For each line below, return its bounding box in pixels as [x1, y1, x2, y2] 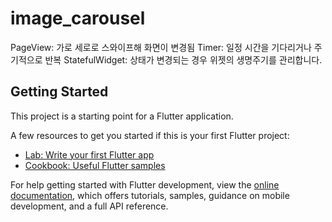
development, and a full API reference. [10, 200, 169, 212]
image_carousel [10, 7, 146, 30]
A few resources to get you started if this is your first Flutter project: [10, 129, 290, 141]
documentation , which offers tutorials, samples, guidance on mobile [10, 189, 290, 201]
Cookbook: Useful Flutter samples [24, 159, 166, 171]
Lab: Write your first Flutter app [24, 148, 155, 161]
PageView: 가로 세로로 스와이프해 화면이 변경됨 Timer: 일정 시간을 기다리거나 [10, 41, 312, 53]
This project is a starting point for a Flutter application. [10, 110, 234, 122]
